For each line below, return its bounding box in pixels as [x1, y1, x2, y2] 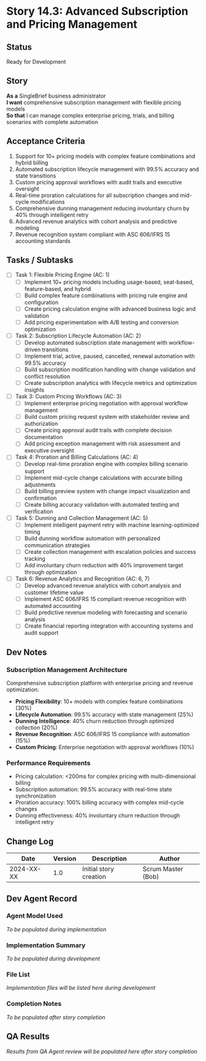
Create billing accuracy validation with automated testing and [24, 500, 180, 508]
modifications [30, 198, 65, 205]
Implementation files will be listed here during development [6, 984, 156, 992]
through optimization [24, 569, 77, 575]
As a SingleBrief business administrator [6, 92, 106, 99]
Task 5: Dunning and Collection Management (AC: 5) [15, 514, 148, 521]
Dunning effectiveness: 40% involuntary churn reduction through [15, 812, 180, 819]
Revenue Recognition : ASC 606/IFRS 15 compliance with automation [15, 731, 190, 737]
